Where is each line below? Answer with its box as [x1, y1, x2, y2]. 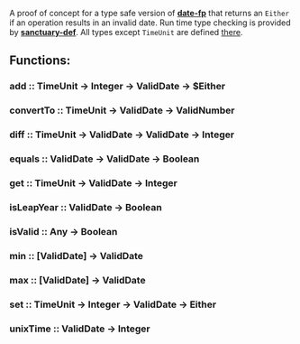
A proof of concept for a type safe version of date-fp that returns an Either [9, 8, 290, 18]
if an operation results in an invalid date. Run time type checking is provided [9, 17, 291, 28]
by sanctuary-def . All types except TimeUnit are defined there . [9, 27, 243, 37]
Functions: [9, 53, 71, 69]
